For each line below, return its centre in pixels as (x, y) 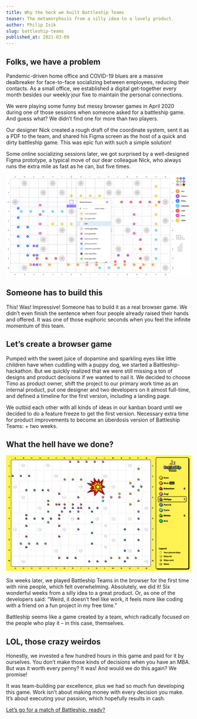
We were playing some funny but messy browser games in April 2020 (90, 106)
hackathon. (20, 371)
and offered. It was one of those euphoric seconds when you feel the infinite (98, 319)
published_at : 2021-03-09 (38, 37)
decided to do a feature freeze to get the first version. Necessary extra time (97, 413)
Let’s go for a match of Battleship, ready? (56, 710)
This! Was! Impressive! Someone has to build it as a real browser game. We (97, 307)
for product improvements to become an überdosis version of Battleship (93, 420)
